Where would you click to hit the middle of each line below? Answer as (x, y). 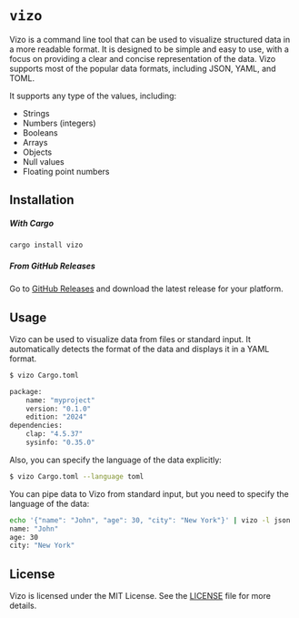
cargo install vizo (46, 245)
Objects (37, 152)
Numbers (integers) (60, 123)
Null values (44, 161)
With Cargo (32, 223)
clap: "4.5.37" (55, 434)
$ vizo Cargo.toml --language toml (77, 476)
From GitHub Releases (52, 266)
